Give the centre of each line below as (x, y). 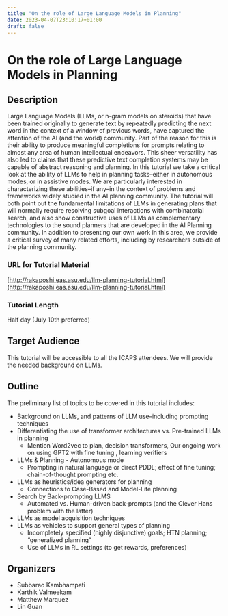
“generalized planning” (59, 540)
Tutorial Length (33, 305)
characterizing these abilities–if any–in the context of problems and (101, 189)
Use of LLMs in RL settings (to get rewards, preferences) (107, 547)
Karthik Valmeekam (44, 592)
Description (32, 100)
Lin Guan (30, 607)
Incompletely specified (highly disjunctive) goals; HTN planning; (117, 532)
